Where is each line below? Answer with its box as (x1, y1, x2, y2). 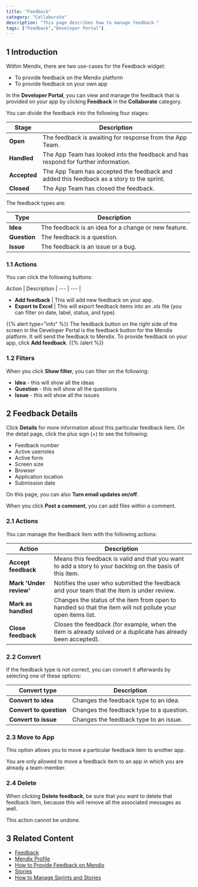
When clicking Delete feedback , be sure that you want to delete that (6, 792, 173, 800)
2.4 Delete (6, 779, 37, 787)
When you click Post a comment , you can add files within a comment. (6, 502, 176, 509)
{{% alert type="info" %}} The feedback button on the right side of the (6, 320, 178, 328)
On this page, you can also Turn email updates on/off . (6, 491, 139, 498)
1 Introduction (6, 47, 58, 57)
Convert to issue (9, 715, 57, 724)
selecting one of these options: (6, 672, 81, 679)
